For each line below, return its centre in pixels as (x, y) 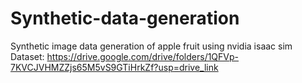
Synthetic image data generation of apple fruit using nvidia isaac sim (151, 46)
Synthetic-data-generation (125, 18)
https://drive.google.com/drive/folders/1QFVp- (143, 56)
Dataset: (27, 56)
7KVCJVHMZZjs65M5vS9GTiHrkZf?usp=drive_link (114, 67)
